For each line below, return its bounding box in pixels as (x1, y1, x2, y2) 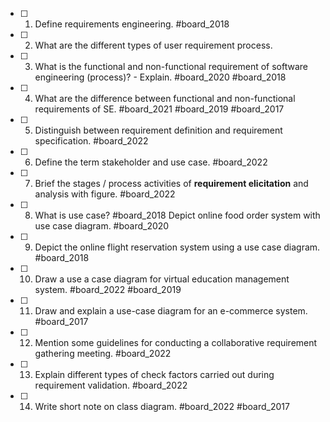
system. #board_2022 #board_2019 (34, 284, 182, 295)
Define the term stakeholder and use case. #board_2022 (34, 156, 268, 168)
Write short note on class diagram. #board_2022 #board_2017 (34, 401, 290, 412)
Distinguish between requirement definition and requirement (34, 124, 283, 136)
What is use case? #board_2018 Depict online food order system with (34, 209, 321, 221)
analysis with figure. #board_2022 (34, 188, 176, 200)
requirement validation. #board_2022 (34, 379, 188, 391)
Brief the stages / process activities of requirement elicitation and (34, 178, 309, 189)
